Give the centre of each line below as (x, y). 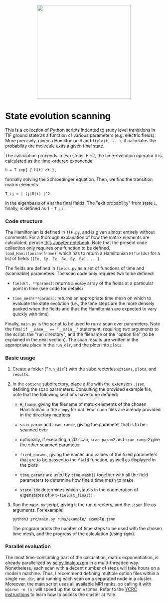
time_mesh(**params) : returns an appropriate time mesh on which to (82, 298)
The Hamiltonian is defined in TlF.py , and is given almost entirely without (80, 232)
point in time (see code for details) (48, 289)
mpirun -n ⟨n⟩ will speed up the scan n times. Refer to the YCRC (71, 589)
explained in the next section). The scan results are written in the (72, 340)
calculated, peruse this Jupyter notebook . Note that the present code (76, 243)
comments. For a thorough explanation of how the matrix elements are (77, 238)
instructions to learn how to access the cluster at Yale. (61, 595)
